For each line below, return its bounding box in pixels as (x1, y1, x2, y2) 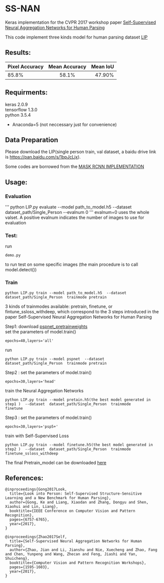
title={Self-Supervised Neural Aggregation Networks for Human (9, 539, 142, 544)
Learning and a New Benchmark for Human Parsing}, (5, 496, 111, 500)
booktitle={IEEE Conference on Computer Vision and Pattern (9, 508, 135, 514)
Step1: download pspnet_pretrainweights (5, 323, 88, 329)
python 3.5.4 (5, 112, 31, 118)
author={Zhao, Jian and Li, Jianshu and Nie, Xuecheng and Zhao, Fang (9, 547, 158, 552)
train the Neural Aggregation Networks (5, 387, 84, 393)
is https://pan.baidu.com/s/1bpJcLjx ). (5, 154, 81, 160)
